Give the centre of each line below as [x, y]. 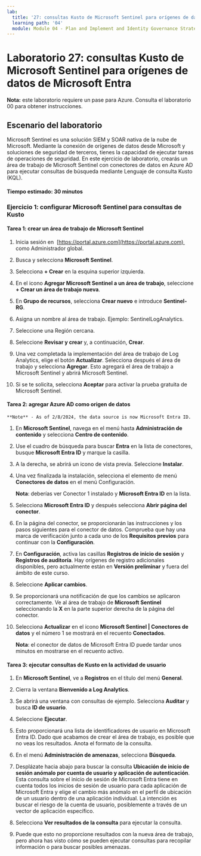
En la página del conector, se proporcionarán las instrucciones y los [99, 523]
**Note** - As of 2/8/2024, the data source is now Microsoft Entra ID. [99, 417]
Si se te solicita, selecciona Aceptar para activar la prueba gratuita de [101, 384]
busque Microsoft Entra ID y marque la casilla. [72, 452]
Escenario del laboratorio [55, 125]
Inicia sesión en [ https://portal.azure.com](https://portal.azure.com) [99, 242]
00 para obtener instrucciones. [45, 106]
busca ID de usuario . [41, 708]
